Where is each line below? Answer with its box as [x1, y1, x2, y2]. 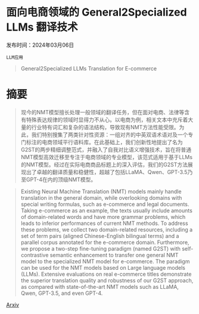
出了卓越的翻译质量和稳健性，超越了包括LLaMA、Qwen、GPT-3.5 [26, 168, 188, 175]
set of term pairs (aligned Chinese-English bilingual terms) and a [20, 232, 179, 239]
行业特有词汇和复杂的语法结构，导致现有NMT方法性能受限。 [31, 123, 180, 130]
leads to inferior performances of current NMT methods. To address [20, 220, 189, 227]
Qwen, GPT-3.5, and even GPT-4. [20, 289, 103, 297]
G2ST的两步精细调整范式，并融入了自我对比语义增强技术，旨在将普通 [20, 146, 192, 153]
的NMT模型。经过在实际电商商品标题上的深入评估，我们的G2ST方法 [20, 161, 188, 168]
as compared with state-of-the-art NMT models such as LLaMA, [20, 283, 179, 290]
